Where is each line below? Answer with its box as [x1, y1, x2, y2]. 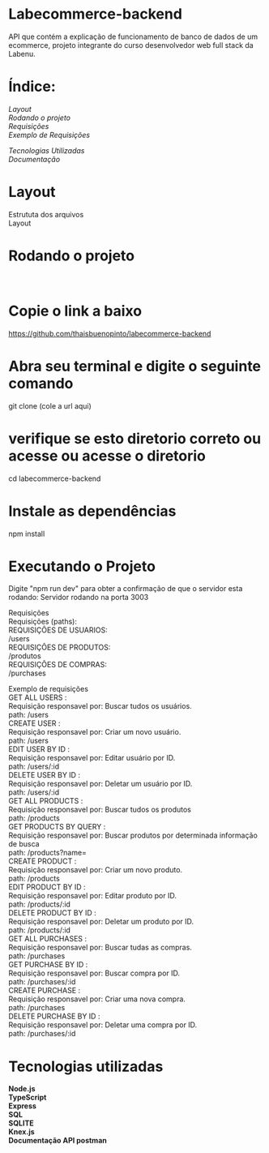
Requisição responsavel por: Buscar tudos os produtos [8, 804, 192, 815]
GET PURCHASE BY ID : [8, 960, 88, 970]
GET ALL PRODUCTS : [8, 796, 83, 806]
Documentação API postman [8, 1136, 107, 1146]
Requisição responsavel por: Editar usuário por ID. [8, 753, 176, 763]
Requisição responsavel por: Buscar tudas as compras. [8, 942, 193, 953]
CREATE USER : [8, 718, 61, 728]
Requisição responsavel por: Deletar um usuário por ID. [8, 779, 193, 789]
